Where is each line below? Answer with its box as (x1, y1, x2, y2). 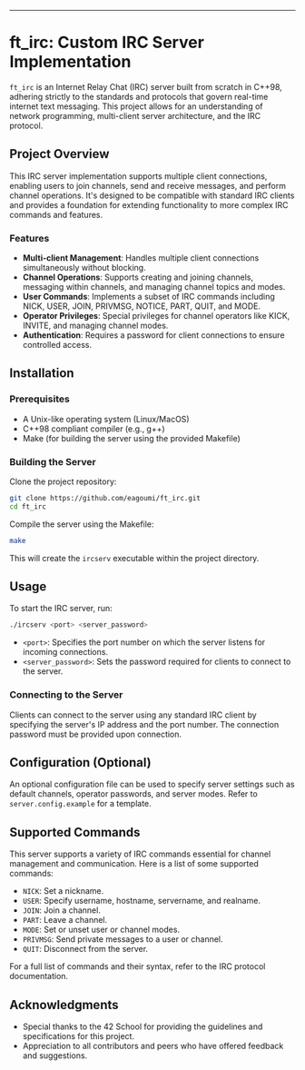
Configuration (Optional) (9, 755, 152, 770)
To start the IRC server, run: (9, 603, 113, 614)
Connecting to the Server (9, 689, 123, 701)
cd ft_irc (9, 501, 47, 511)
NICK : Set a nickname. (22, 886, 104, 897)
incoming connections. (22, 647, 109, 658)
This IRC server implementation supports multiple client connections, (9, 170, 268, 182)
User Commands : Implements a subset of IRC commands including (22, 292, 275, 302)
